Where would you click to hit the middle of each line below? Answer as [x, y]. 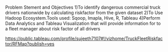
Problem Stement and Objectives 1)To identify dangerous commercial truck [83, 7]
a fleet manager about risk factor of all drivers [53, 29]
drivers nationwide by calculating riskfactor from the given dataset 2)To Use [84, 13]
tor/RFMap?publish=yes [30, 44]
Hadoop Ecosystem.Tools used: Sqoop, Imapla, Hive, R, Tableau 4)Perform [83, 18]
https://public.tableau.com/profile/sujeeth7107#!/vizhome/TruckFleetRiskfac [84, 38]
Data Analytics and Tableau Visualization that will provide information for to [83, 23]
